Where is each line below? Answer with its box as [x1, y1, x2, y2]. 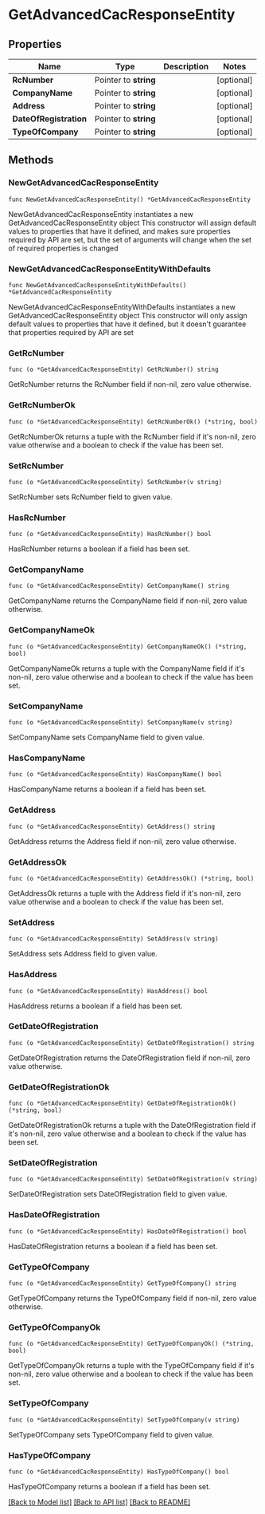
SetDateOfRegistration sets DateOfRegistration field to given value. [8, 1189, 228, 1199]
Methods [8, 153, 54, 167]
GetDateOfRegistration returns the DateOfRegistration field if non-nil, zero [8, 1053, 251, 1063]
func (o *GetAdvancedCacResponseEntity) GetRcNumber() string [8, 365, 219, 374]
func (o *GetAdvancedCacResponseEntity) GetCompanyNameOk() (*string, [8, 642, 247, 651]
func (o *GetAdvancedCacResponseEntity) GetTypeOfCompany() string [8, 1279, 237, 1287]
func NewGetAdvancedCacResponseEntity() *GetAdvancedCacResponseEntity [8, 195, 251, 203]
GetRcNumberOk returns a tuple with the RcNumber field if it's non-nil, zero [8, 432, 256, 441]
